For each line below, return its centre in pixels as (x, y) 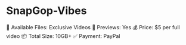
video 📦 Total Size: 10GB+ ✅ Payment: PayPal (63, 36)
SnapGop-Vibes (46, 11)
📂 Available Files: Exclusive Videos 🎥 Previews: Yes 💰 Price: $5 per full (93, 27)
